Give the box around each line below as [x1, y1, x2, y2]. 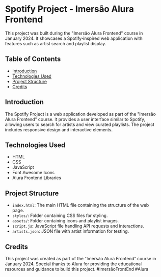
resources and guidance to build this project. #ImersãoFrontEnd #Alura [5, 266, 149, 272]
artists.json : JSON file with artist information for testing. [12, 228, 129, 234]
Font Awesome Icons [12, 170, 55, 176]
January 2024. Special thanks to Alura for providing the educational [5, 261, 142, 267]
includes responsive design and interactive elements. [5, 126, 113, 132]
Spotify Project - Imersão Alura [5, 3, 134, 15]
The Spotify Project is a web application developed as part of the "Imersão [5, 111, 156, 117]
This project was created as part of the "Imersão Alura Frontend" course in [5, 256, 156, 261]
